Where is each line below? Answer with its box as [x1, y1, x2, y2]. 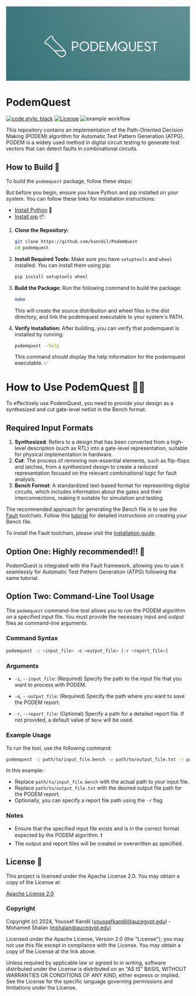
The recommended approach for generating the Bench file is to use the [6, 506, 177, 513]
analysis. [14, 476, 36, 483]
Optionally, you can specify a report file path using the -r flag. [14, 797, 164, 804]
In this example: [6, 767, 44, 774]
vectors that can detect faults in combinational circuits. [6, 145, 138, 152]
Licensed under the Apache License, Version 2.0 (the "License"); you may [6, 935, 184, 942]
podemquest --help [14, 343, 60, 349]
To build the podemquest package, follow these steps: [6, 178, 132, 185]
